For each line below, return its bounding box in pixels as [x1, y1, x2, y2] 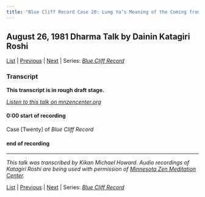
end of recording [6, 140, 50, 147]
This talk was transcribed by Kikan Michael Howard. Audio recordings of [6, 159, 190, 167]
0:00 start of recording [6, 112, 66, 120]
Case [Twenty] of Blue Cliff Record [6, 126, 94, 133]
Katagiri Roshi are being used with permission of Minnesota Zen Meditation [6, 165, 196, 173]
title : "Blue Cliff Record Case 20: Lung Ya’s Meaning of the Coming [6, 9, 187, 15]
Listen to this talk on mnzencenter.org [6, 98, 102, 106]
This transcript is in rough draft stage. [6, 86, 105, 93]
